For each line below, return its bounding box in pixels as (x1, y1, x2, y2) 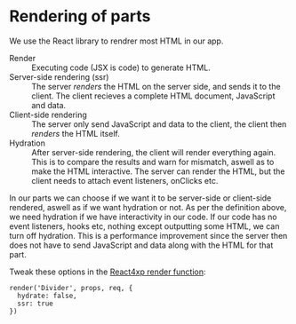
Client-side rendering (9, 109, 87, 120)
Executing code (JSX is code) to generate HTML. (31, 62, 211, 73)
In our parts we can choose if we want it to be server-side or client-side (9, 193, 272, 203)
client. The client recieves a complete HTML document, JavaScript (31, 91, 276, 101)
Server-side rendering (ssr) (9, 71, 109, 82)
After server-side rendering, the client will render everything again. (31, 146, 276, 157)
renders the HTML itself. (31, 128, 120, 138)
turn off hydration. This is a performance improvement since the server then (9, 230, 288, 241)
